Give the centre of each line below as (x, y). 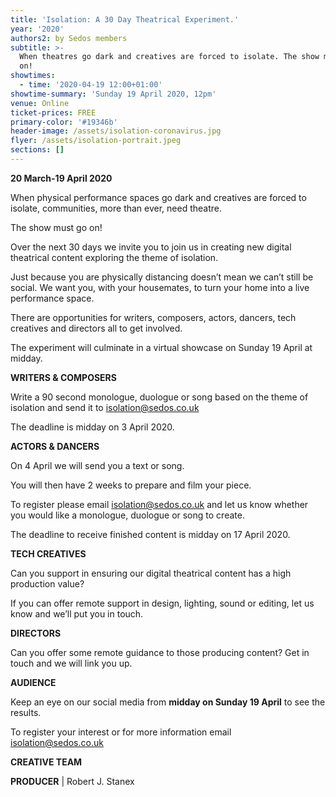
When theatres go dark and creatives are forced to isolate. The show (169, 57)
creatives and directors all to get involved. (96, 328)
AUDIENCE (33, 682)
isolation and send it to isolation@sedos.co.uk (105, 407)
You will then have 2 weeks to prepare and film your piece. (131, 485)
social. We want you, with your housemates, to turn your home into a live (160, 287)
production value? (47, 583)
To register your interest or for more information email (121, 732)
